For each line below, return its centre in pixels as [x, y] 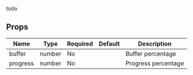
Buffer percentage [151, 54]
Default [109, 44]
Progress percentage [155, 63]
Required [80, 44]
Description [155, 44]
